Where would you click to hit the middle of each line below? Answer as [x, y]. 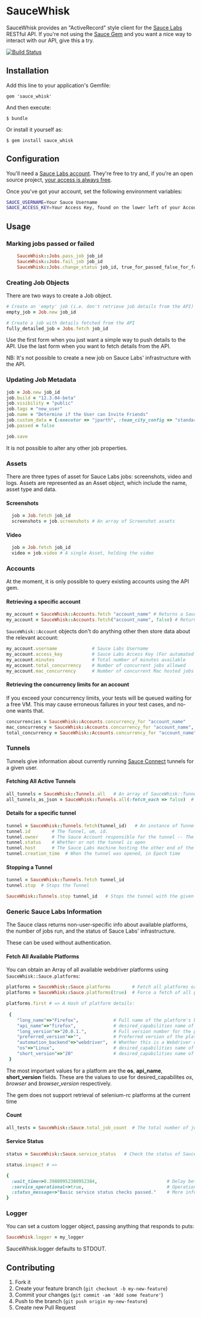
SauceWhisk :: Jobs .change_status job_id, [68, 267]
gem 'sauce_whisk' [29, 96]
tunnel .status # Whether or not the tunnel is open [76, 843]
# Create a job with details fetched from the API [71, 323]
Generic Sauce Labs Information [54, 911]
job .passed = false [31, 426]
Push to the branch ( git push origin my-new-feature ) [81, 1301]
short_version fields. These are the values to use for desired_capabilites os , [100, 1077]
